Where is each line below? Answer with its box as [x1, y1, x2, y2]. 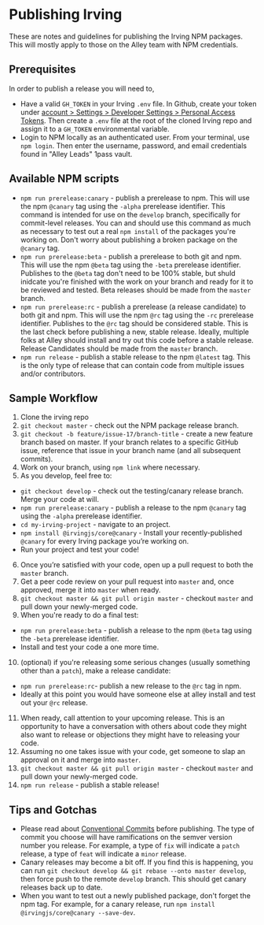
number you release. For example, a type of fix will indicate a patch [20, 841, 240, 850]
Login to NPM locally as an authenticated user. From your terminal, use [20, 132, 250, 142]
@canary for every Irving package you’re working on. [20, 537, 189, 546]
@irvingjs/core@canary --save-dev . [20, 908, 136, 917]
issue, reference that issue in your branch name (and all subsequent [20, 446, 241, 455]
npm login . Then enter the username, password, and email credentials [20, 140, 247, 150]
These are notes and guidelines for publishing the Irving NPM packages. [9, 32, 243, 41]
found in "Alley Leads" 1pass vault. [20, 149, 133, 158]
